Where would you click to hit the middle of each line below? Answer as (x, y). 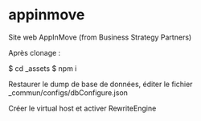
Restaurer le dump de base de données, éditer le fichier (100, 84)
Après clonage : (35, 52)
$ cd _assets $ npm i (43, 68)
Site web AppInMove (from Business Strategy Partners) (100, 37)
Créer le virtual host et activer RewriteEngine (82, 108)
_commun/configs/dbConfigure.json (68, 92)
